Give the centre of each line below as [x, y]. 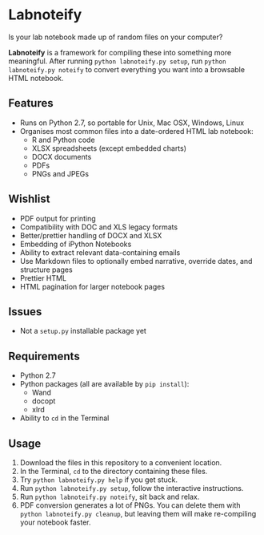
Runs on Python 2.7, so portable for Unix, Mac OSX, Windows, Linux [132, 123]
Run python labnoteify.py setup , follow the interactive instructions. [132, 488]
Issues [25, 312]
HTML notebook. [36, 78]
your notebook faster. [55, 522]
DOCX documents [62, 156]
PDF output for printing [58, 218]
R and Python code [63, 140]
